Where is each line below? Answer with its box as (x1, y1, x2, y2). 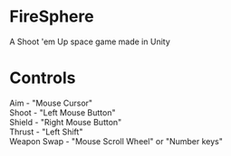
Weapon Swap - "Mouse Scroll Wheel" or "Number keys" (9, 135, 224, 146)
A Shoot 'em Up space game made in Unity (9, 36, 170, 47)
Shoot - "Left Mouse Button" (9, 106, 116, 118)
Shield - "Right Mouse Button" (9, 116, 122, 127)
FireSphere (9, 6, 94, 27)
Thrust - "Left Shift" (9, 126, 83, 137)
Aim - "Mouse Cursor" (9, 97, 93, 108)
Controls (9, 68, 76, 88)
